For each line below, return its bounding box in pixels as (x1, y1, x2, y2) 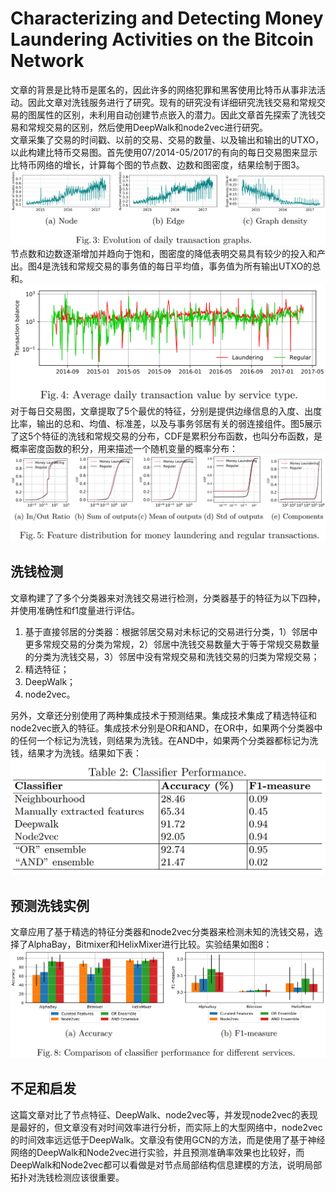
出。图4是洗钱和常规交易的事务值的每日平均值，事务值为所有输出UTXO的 (10, 260, 313, 272)
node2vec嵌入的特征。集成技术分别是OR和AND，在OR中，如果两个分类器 (10, 722, 315, 734)
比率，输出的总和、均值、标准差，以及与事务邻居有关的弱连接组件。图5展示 (10, 418, 323, 430)
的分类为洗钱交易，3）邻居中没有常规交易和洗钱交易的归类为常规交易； (24, 650, 320, 662)
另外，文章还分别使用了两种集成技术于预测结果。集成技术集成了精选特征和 (10, 709, 317, 721)
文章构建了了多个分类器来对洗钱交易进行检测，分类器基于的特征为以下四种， (10, 592, 326, 604)
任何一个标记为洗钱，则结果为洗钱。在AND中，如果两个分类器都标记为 (18, 734, 310, 746)
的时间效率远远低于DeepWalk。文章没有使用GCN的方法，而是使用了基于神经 (10, 1133, 326, 1146)
